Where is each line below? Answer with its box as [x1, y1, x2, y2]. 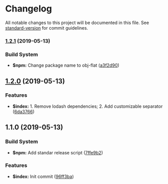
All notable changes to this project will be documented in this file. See [5, 20, 149, 26]
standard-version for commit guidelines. [5, 25, 88, 31]
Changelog [5, 3, 52, 15]
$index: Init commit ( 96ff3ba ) [12, 173, 74, 179]
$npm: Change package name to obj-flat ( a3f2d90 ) [12, 62, 119, 68]
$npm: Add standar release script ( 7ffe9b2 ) [12, 149, 103, 155]
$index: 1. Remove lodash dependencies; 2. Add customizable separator [12, 103, 163, 109]
